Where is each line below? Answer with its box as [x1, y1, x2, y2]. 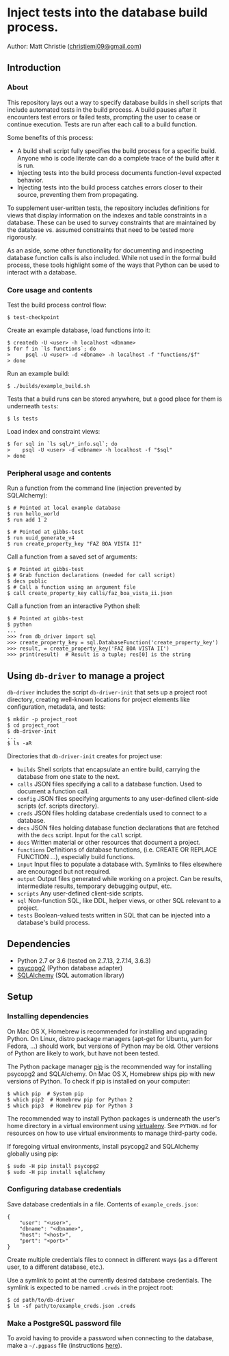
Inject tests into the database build [7, 5, 208, 21]
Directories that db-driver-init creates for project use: [7, 752, 163, 760]
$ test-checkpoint [7, 314, 59, 320]
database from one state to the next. [16, 773, 120, 781]
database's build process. [16, 918, 90, 927]
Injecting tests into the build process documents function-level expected [16, 168, 221, 176]
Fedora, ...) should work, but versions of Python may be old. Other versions [7, 1042, 219, 1050]
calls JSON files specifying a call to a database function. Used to [16, 780, 202, 788]
